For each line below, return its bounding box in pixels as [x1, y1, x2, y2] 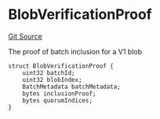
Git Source [8, 32, 43, 41]
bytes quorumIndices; [22, 96, 93, 104]
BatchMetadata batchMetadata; [22, 83, 122, 91]
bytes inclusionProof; [22, 89, 96, 98]
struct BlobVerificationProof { [8, 61, 114, 70]
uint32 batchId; [22, 69, 76, 76]
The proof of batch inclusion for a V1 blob [8, 46, 143, 56]
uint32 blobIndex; [22, 76, 82, 84]
